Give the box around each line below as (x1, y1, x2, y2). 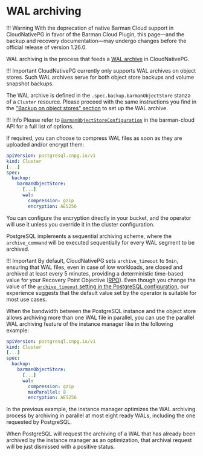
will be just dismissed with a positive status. (6, 443, 115, 451)
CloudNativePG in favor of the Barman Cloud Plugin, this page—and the (6, 30, 185, 38)
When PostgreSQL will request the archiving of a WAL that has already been (6, 430, 196, 437)
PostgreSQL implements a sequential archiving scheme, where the (6, 232, 172, 240)
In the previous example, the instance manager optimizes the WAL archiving (6, 406, 196, 413)
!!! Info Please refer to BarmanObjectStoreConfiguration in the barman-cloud (6, 116, 195, 124)
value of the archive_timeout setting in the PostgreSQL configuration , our (6, 283, 189, 290)
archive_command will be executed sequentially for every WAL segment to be (6, 239, 195, 246)
